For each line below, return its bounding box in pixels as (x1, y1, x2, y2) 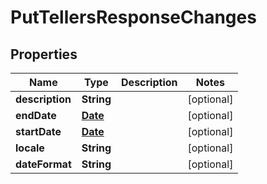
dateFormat (15, 157, 72, 171)
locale (15, 141, 45, 155)
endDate (15, 109, 57, 122)
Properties (10, 46, 78, 63)
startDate (15, 125, 62, 138)
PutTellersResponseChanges (10, 6, 257, 29)
